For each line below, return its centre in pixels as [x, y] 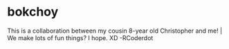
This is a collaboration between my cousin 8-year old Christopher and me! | [115, 31]
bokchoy [33, 12]
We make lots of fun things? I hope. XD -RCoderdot [80, 37]
